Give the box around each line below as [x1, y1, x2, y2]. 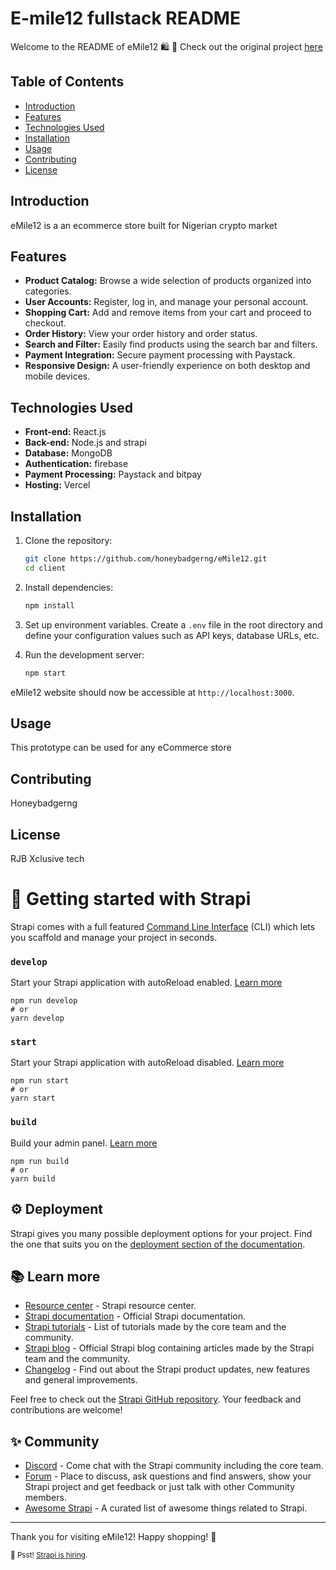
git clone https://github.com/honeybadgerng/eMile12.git [24, 554, 268, 564]
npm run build [10, 1156, 70, 1166]
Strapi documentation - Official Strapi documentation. [24, 1310, 247, 1322]
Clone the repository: [24, 535, 113, 546]
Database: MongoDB [24, 447, 113, 459]
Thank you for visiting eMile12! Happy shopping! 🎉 [10, 1531, 217, 1543]
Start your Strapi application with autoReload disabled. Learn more [10, 1057, 285, 1069]
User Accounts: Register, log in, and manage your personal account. [24, 296, 309, 308]
